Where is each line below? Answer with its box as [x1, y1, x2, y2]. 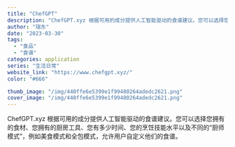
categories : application [7, 56, 80, 63]
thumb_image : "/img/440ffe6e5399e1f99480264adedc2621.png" [7, 88, 183, 95]
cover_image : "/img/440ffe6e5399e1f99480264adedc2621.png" [7, 94, 183, 101]
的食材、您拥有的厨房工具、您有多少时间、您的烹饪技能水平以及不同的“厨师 [7, 123, 225, 132]
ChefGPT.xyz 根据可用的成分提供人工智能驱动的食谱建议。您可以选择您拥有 [7, 115, 225, 123]
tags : [7, 36, 23, 43]
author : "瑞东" [7, 23, 50, 30]
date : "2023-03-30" [7, 29, 64, 37]
